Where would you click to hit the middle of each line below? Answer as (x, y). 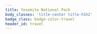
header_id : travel (24, 24)
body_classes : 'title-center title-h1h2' (49, 14)
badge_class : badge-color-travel (40, 19)
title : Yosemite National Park (38, 10)
